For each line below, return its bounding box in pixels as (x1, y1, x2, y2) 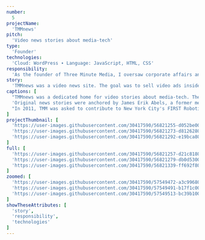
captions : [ (6, 89, 37, 95)
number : (6, 9, 26, 15)
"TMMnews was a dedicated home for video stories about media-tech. (12, 94, 190, 100)
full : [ (6, 145, 26, 151)
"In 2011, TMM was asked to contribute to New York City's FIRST (12, 105, 182, 112)
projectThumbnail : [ (6, 117, 59, 123)
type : (6, 43, 20, 49)
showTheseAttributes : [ (6, 202, 67, 208)
